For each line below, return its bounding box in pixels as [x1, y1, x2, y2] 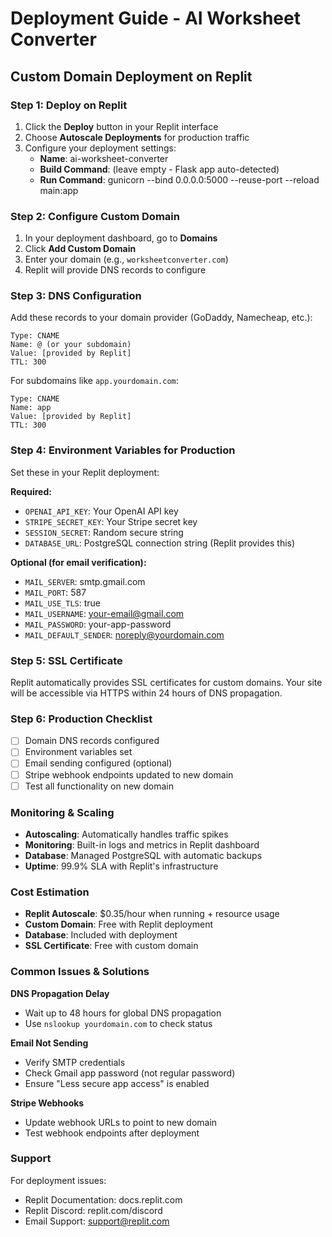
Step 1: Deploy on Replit [10, 98, 128, 112]
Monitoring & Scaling [10, 805, 115, 819]
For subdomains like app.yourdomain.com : [10, 375, 179, 387]
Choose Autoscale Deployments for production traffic [24, 131, 250, 143]
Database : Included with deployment [24, 929, 178, 941]
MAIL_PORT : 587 [24, 586, 87, 598]
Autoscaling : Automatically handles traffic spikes [24, 828, 229, 840]
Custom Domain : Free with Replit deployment [24, 918, 214, 931]
